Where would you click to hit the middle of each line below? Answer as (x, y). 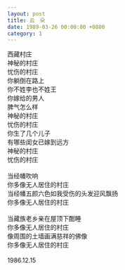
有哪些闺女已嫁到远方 (38, 142)
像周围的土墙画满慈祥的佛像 (47, 236)
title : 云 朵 (26, 20)
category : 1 (25, 33)
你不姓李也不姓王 (32, 89)
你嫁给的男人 (26, 98)
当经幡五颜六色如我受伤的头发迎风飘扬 (63, 193)
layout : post (26, 14)
